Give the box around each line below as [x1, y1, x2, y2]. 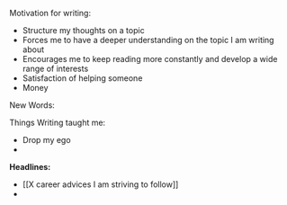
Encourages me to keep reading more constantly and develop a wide [22, 54, 278, 64]
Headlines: [9, 162, 51, 172]
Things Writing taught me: [9, 117, 106, 128]
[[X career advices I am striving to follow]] [22, 179, 179, 190]
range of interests [22, 63, 89, 74]
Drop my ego [22, 135, 71, 145]
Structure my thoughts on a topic [22, 25, 146, 35]
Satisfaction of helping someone [22, 73, 143, 84]
